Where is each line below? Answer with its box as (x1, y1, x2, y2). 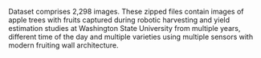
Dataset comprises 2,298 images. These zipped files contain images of (8, 7, 244, 16)
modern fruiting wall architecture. (8, 41, 119, 50)
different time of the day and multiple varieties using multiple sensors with (8, 32, 254, 41)
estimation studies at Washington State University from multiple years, (8, 24, 241, 33)
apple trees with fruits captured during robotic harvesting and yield (8, 15, 230, 25)
